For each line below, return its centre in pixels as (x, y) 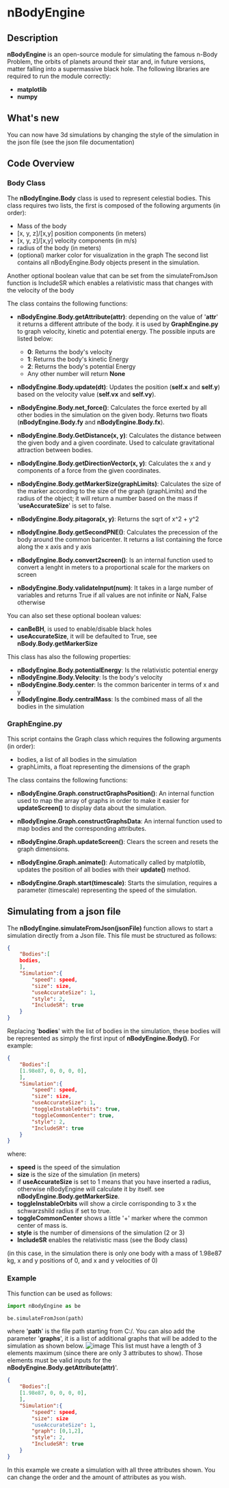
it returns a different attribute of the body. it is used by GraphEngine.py (118, 324)
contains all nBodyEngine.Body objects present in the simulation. (108, 262)
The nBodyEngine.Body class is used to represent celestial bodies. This (109, 198)
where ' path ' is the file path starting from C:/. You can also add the (101, 1331)
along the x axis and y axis (54, 547)
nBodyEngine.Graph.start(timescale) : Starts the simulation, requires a (117, 882)
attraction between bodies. (55, 449)
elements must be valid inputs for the (59, 1361)
